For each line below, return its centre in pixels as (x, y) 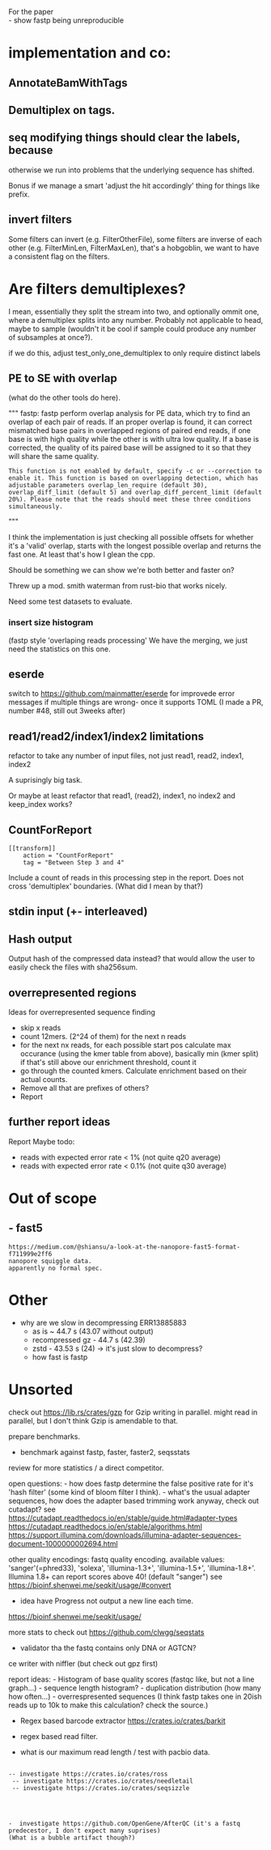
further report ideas (59, 1122)
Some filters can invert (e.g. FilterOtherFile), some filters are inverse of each (135, 239)
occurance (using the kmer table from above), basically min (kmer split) (139, 1054)
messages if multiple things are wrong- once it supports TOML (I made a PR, (136, 702)
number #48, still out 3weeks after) (67, 711)
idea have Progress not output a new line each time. (107, 1601)
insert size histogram (51, 622)
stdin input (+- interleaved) (78, 912)
